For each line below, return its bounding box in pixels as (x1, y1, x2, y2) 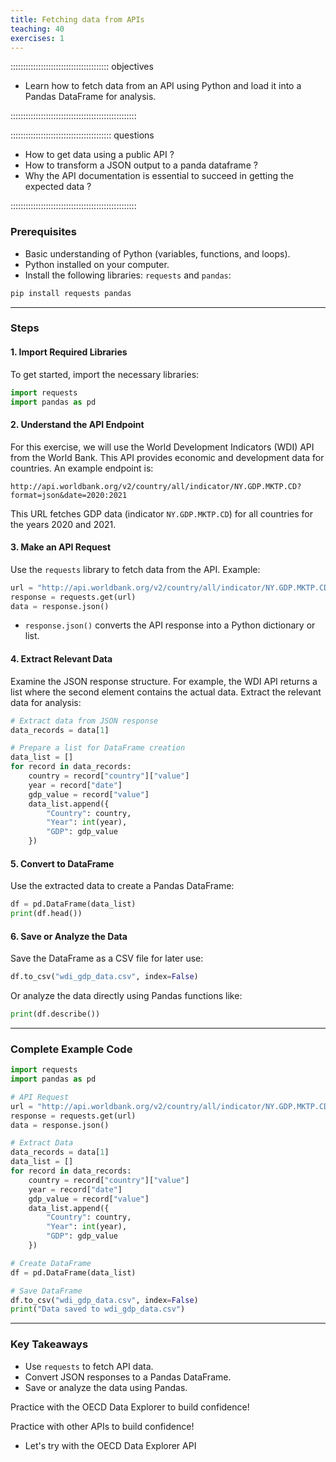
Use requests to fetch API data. (24, 1360, 154, 1372)
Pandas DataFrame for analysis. (24, 91, 157, 103)
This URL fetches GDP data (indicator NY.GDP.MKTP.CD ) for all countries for (10, 507, 314, 520)
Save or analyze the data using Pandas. (24, 1381, 188, 1393)
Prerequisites (10, 225, 77, 239)
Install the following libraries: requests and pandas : (24, 269, 232, 281)
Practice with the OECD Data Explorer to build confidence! (10, 1401, 250, 1413)
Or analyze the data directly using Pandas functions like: (10, 990, 243, 1002)
